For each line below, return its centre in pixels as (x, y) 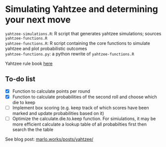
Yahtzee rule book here (29, 63)
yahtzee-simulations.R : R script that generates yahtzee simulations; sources (83, 33)
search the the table (33, 130)
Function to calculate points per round (51, 91)
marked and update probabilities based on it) (58, 113)
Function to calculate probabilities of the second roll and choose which (84, 97)
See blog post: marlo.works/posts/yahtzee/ (49, 139)
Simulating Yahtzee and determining (82, 9)
